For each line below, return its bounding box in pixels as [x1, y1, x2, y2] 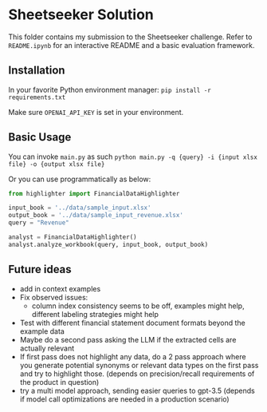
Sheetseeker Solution [8, 6, 154, 24]
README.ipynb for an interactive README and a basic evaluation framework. [8, 40, 255, 50]
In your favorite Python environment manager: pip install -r [8, 85, 211, 94]
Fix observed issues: [19, 292, 88, 302]
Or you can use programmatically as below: [8, 174, 151, 184]
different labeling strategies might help [31, 309, 159, 319]
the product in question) [19, 377, 100, 386]
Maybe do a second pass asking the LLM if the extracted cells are [19, 335, 237, 344]
